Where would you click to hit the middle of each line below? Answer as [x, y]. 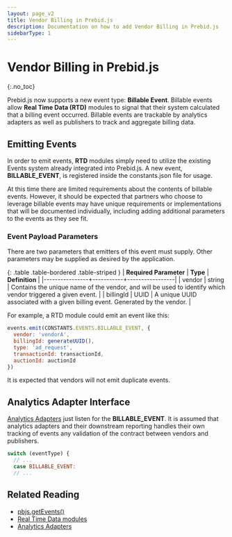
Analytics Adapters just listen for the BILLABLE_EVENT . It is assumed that [113, 419]
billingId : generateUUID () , [54, 341]
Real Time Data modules [52, 519]
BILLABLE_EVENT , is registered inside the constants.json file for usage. [110, 175]
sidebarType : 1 [29, 33]
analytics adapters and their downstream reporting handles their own [106, 426]
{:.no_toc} [21, 87]
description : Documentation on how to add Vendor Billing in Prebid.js [113, 26]
